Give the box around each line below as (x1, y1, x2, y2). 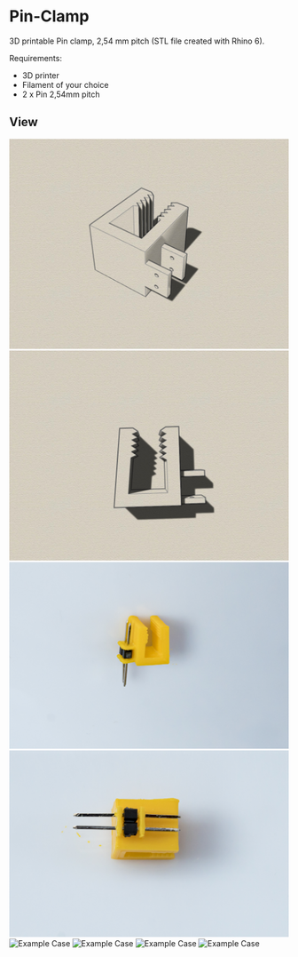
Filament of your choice (21, 79, 109, 90)
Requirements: (9, 52, 62, 63)
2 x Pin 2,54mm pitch (21, 89, 100, 100)
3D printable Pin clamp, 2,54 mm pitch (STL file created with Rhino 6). (9, 36, 265, 46)
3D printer (21, 69, 60, 81)
